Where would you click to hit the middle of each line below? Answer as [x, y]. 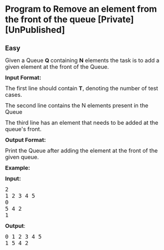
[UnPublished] [35, 30]
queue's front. [23, 129]
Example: [18, 168]
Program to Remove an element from [81, 9]
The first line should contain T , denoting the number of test [82, 88]
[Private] [116, 19]
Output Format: [26, 140]
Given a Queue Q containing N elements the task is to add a [82, 60]
